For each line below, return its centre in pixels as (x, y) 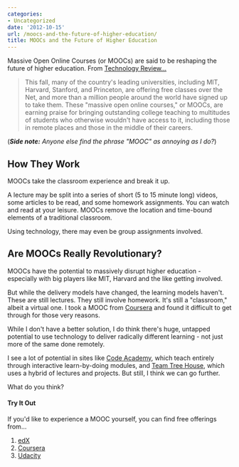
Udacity (29, 455)
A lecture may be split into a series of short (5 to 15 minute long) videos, (113, 195)
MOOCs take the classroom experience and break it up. (89, 181)
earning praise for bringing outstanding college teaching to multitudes (127, 113)
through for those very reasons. (54, 315)
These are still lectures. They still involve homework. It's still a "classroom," (117, 299)
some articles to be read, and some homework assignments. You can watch (118, 202)
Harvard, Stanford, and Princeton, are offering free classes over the (123, 90)
